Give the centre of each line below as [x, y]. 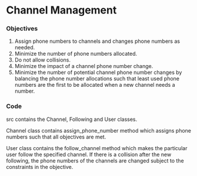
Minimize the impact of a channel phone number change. [84, 66]
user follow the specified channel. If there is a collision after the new [89, 154]
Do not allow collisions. [43, 60]
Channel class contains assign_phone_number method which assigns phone [98, 130]
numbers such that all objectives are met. [56, 137]
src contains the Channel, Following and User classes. [72, 119]
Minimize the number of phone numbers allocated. [76, 54]
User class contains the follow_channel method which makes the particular [97, 148]
